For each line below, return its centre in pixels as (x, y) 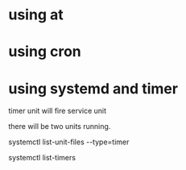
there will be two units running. (60, 126)
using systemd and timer (93, 88)
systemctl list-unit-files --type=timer (69, 142)
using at (36, 15)
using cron (45, 52)
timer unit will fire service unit (58, 111)
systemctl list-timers (42, 158)
